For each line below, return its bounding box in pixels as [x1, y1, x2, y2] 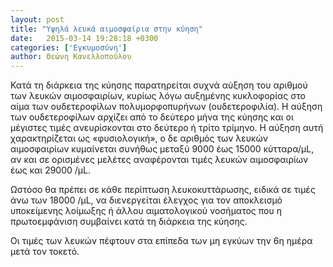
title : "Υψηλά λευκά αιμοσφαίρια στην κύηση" [10, 24, 203, 34]
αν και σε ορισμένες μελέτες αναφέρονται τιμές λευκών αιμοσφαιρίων [10, 154, 309, 166]
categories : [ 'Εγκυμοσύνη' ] [10, 42, 128, 53]
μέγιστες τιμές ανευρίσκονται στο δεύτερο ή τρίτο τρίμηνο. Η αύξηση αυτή [10, 122, 324, 134]
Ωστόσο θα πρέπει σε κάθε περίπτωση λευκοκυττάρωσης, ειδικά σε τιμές [10, 184, 316, 196]
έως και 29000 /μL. [10, 164, 91, 176]
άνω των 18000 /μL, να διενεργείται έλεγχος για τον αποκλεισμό [10, 194, 283, 206]
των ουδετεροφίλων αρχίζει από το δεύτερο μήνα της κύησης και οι [10, 111, 294, 123]
